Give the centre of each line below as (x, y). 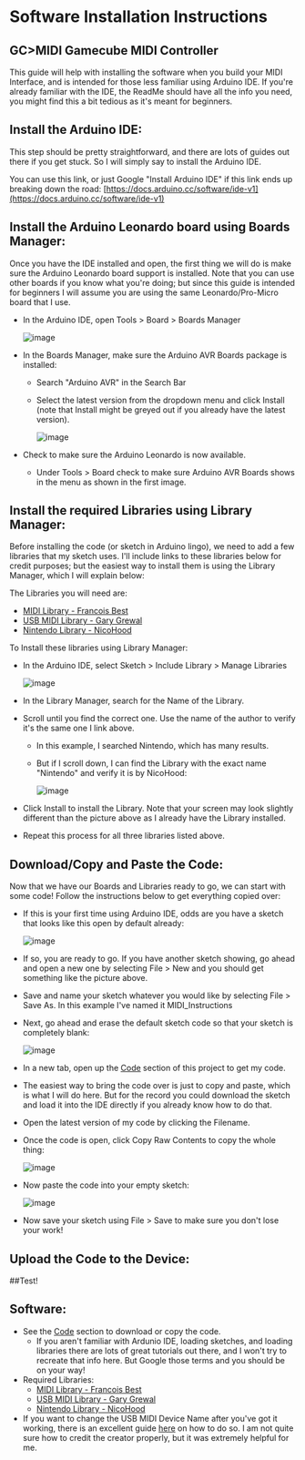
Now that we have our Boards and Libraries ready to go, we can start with (148, 886)
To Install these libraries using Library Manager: (99, 648)
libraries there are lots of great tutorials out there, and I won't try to (161, 1351)
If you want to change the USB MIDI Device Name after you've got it (150, 1418)
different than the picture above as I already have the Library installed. (154, 818)
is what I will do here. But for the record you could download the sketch (156, 1096)
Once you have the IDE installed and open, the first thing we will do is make (151, 263)
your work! (43, 1230)
